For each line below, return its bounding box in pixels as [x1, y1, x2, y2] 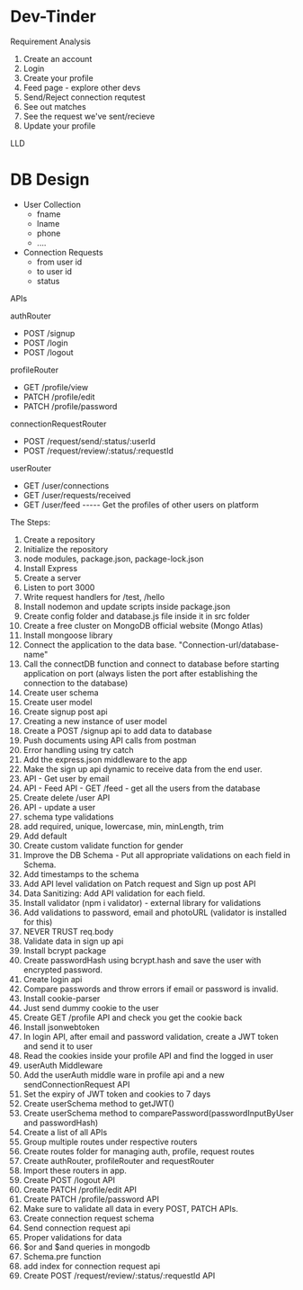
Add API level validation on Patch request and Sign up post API [22, 878, 256, 889]
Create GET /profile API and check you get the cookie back [22, 1012, 243, 1023]
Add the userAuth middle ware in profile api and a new [22, 1069, 226, 1080]
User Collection [22, 199, 82, 210]
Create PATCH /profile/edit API [22, 1184, 138, 1195]
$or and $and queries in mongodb [22, 1241, 151, 1252]
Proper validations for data [22, 1232, 122, 1242]
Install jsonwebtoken [22, 1021, 100, 1032]
